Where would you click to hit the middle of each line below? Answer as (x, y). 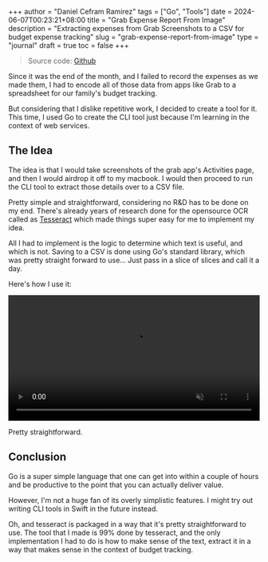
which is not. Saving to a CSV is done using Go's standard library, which (127, 251)
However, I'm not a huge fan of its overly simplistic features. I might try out (131, 500)
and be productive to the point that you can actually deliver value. (116, 485)
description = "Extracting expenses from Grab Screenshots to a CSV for (126, 28)
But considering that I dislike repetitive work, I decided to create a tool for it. (133, 108)
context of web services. (49, 126)
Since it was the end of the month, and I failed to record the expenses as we (133, 76)
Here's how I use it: (40, 284)
